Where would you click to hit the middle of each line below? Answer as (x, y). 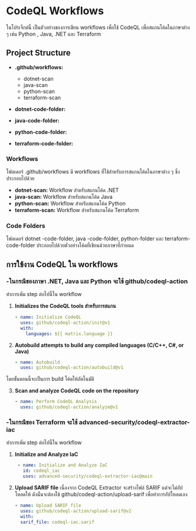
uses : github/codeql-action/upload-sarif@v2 (76, 511)
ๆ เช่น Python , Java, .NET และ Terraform (54, 34)
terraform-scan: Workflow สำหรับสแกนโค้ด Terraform (77, 210)
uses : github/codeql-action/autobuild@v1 (72, 368)
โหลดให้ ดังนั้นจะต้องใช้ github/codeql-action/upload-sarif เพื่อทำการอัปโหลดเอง (101, 494)
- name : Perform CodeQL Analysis (56, 402)
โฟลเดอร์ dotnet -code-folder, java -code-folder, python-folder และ (85, 239)
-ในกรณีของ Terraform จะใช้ (42, 422)
